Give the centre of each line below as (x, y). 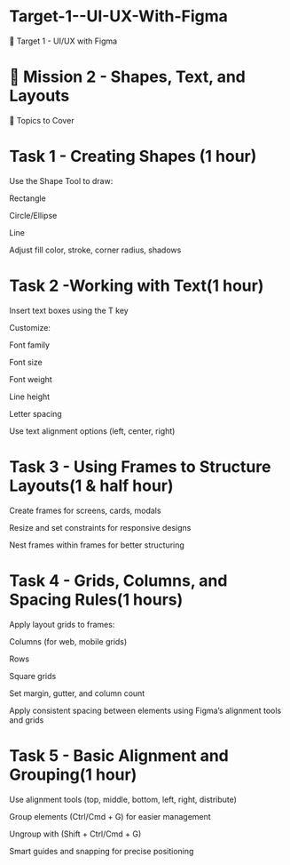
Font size (26, 362)
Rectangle (27, 198)
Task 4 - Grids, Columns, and (118, 581)
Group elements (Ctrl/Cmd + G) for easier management (110, 816)
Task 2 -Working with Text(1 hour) (137, 285)
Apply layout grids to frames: (62, 624)
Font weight (31, 379)
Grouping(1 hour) (73, 774)
